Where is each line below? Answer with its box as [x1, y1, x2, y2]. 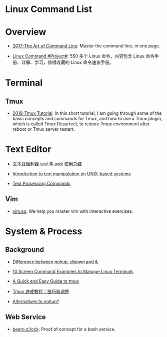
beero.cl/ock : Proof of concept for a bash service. [12, 326, 116, 332]
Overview [5, 26, 46, 38]
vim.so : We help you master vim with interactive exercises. [12, 208, 133, 214]
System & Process [5, 226, 82, 237]
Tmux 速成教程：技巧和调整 [12, 288, 69, 294]
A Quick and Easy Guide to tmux [12, 278, 79, 284]
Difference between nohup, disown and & [12, 259, 98, 265]
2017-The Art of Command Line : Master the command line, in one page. [12, 43, 160, 49]
